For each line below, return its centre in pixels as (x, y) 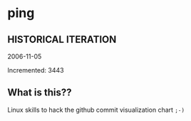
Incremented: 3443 (36, 70)
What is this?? (40, 93)
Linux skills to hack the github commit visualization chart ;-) (96, 110)
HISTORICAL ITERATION (62, 40)
